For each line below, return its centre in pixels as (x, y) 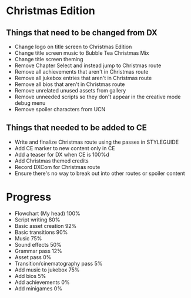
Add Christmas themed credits (52, 161)
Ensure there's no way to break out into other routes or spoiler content (100, 173)
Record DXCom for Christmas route (57, 167)
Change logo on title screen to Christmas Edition (73, 47)
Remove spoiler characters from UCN (60, 109)
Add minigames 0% (38, 288)
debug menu (30, 103)
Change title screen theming (49, 59)
